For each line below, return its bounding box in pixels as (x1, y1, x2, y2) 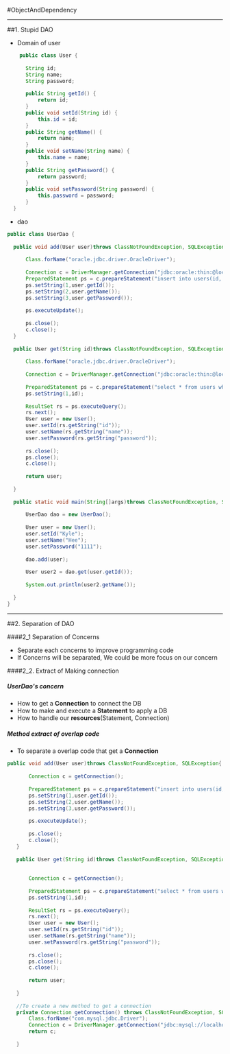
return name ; (37, 135, 75, 142)
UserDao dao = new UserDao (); (25, 511, 112, 518)
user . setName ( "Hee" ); (25, 536, 88, 544)
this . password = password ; (37, 192, 115, 200)
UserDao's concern (7, 682, 64, 691)
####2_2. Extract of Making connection (7, 667, 120, 675)
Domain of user (16, 39, 61, 47)
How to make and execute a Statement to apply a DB (16, 706, 168, 715)
